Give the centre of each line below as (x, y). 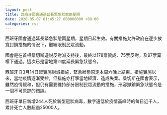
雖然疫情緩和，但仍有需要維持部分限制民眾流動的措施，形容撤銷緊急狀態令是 (83, 85)
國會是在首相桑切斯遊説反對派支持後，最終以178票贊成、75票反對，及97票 (81, 55)
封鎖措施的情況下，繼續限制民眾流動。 (48, 45)
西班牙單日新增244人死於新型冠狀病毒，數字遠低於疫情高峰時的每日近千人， (83, 101)
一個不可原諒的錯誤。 (27, 91)
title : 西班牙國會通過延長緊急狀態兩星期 (43, 14)
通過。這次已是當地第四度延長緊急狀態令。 (57, 61)
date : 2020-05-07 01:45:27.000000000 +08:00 (52, 19)
